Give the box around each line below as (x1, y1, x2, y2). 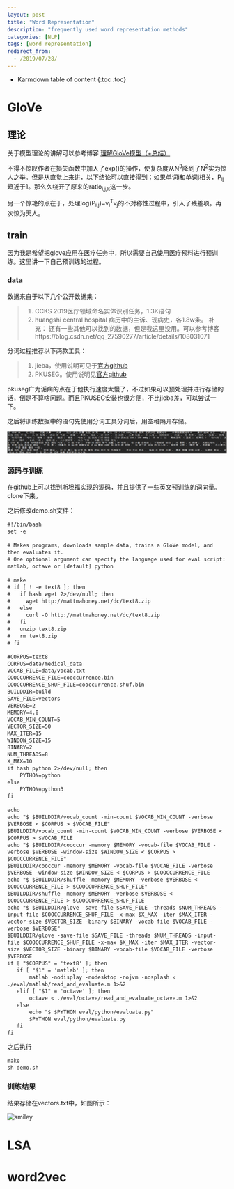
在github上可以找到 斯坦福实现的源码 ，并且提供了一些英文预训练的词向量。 (7, 483, 221, 491)
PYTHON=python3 (19, 786, 64, 793)
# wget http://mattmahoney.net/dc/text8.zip (7, 598, 151, 605)
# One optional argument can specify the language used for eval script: (7, 556, 226, 564)
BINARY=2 (7, 744, 33, 752)
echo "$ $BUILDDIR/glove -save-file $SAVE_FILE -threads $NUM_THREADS (7, 904, 217, 912)
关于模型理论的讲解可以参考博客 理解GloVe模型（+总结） (7, 148, 171, 157)
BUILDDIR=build (7, 688, 52, 696)
